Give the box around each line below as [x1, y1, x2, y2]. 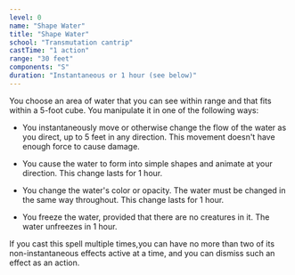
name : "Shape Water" [9, 21, 86, 30]
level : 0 [9, 12, 42, 22]
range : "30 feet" [9, 54, 74, 63]
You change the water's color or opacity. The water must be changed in [21, 184, 287, 196]
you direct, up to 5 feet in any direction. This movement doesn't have [21, 131, 275, 142]
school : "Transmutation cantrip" [9, 37, 134, 47]
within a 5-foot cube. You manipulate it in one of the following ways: [9, 104, 259, 116]
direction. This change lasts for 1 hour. [21, 167, 163, 178]
